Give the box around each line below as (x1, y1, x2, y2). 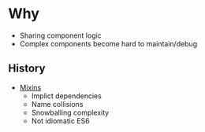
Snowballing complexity (31, 108, 110, 117)
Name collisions (31, 99, 84, 108)
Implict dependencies (31, 91, 102, 101)
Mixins (19, 82, 42, 92)
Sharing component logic (19, 31, 102, 40)
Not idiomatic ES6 (31, 115, 90, 126)
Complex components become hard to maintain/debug (19, 38, 198, 48)
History (8, 62, 46, 75)
